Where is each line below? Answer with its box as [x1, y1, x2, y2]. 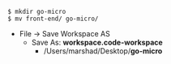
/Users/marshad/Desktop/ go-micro [43, 46, 163, 56]
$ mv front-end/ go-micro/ [7, 15, 99, 23]
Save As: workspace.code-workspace [31, 37, 163, 47]
